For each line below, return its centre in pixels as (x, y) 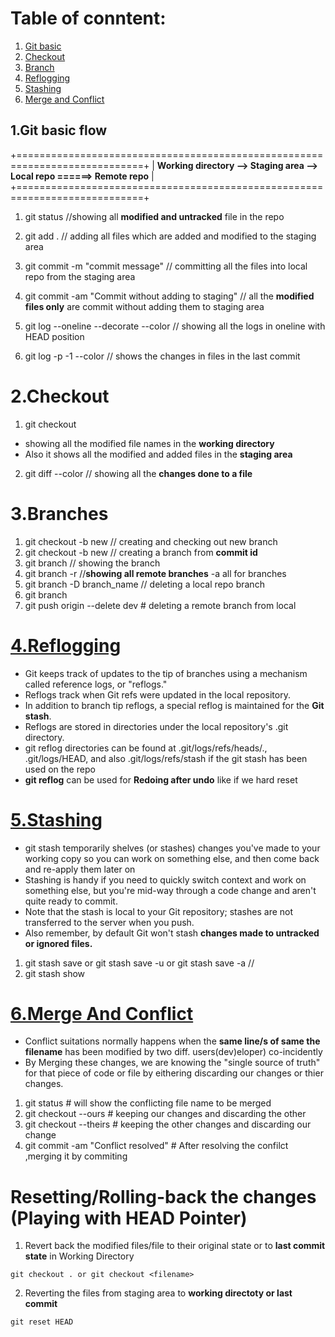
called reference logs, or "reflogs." (96, 684)
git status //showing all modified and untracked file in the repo (154, 216)
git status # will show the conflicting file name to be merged (148, 1103)
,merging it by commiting (76, 1156)
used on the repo (60, 769)
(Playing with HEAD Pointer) (129, 1218)
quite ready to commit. (71, 901)
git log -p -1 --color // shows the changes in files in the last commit (162, 356)
